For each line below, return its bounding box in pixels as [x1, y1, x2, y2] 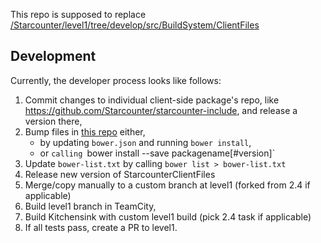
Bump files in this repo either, [24, 125, 146, 138]
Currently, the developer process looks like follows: [10, 74, 222, 86]
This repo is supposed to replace [10, 9, 147, 20]
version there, [24, 115, 83, 127]
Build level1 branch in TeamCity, [24, 200, 157, 212]
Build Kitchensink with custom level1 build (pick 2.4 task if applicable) [24, 210, 312, 223]
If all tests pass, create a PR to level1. [24, 221, 178, 233]
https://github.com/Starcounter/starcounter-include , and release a [24, 104, 298, 116]
